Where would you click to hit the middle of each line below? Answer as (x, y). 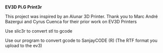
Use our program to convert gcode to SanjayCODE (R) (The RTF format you (81, 40)
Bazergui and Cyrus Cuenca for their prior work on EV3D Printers (71, 22)
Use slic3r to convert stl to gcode (39, 31)
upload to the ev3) (24, 45)
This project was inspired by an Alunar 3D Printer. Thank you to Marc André (81, 16)
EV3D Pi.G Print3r (24, 7)
